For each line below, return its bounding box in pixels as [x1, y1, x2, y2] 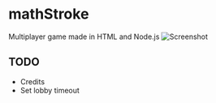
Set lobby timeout [19, 85, 80, 95]
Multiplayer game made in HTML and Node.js [8, 32, 160, 41]
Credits [19, 76, 45, 86]
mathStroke [8, 5, 89, 24]
